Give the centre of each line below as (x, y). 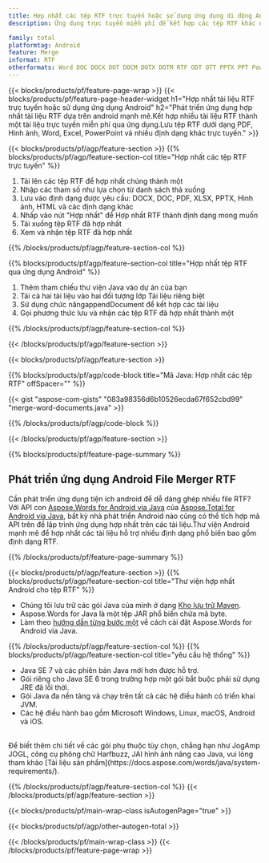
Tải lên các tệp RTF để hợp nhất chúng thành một (101, 180)
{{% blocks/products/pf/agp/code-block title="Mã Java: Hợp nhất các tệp (130, 375)
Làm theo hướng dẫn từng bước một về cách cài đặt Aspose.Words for (136, 622)
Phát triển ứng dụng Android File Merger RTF (122, 479)
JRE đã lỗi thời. (44, 687)
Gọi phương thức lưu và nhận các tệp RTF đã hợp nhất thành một (127, 313)
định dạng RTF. (34, 541)
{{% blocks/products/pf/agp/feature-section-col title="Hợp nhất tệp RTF (128, 263)
